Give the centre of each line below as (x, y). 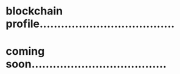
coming (25, 51)
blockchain (34, 11)
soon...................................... (86, 64)
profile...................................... (90, 24)
